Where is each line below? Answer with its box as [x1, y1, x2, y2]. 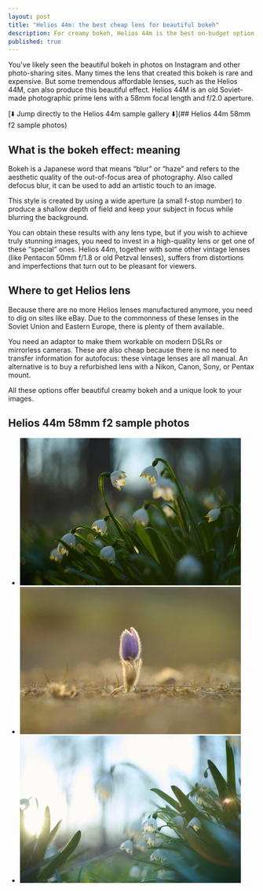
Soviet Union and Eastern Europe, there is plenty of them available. [8, 321, 225, 331]
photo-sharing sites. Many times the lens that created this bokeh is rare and [8, 68, 254, 78]
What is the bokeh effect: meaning [8, 143, 181, 156]
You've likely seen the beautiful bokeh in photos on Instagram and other [8, 60, 241, 70]
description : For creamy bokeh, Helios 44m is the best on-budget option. [8, 29, 258, 37]
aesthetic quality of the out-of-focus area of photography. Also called [8, 173, 233, 182]
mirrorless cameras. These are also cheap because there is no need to [8, 345, 237, 354]
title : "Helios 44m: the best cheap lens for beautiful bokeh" [8, 20, 220, 29]
